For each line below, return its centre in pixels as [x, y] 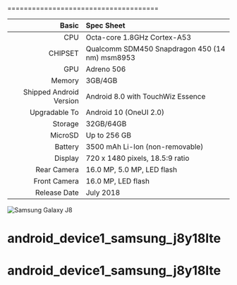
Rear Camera [57, 170]
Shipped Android [51, 92]
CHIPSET [63, 53]
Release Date [57, 193]
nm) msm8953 [110, 57]
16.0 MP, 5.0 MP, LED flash [132, 170]
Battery [67, 147]
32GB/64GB [106, 124]
